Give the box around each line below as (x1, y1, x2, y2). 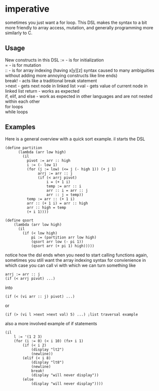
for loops (5, 103, 23, 109)
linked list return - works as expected (5, 88, 80, 94)
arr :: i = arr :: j (46, 188, 88, 193)
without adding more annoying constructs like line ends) (5, 72, 118, 78)
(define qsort (5, 218, 34, 223)
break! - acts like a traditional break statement (5, 78, 97, 83)
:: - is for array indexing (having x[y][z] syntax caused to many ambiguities (5, 67, 155, 73)
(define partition (5, 145, 42, 150)
